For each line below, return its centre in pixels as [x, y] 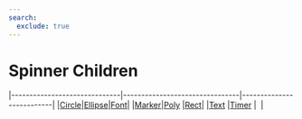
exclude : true [43, 26]
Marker [148, 105]
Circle [71, 105]
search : [23, 18]
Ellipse [96, 105]
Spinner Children [73, 71]
